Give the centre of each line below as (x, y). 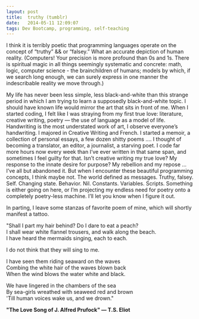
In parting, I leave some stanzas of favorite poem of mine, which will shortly (99, 208)
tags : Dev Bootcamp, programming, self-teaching (68, 28)
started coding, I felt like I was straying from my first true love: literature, (95, 114)
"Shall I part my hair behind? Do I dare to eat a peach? (72, 226)
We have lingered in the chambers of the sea (61, 286)
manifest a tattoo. (28, 214)
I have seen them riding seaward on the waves (63, 261)
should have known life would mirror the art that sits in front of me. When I (97, 107)
